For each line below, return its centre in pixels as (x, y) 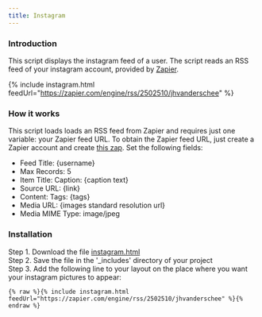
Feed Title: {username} (57, 163)
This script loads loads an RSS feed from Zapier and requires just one (122, 131)
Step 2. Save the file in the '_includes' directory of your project (110, 260)
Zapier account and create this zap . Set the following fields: (106, 148)
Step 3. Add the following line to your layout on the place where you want (128, 269)
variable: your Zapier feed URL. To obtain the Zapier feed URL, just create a (131, 139)
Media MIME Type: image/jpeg (70, 214)
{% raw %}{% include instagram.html (69, 292)
